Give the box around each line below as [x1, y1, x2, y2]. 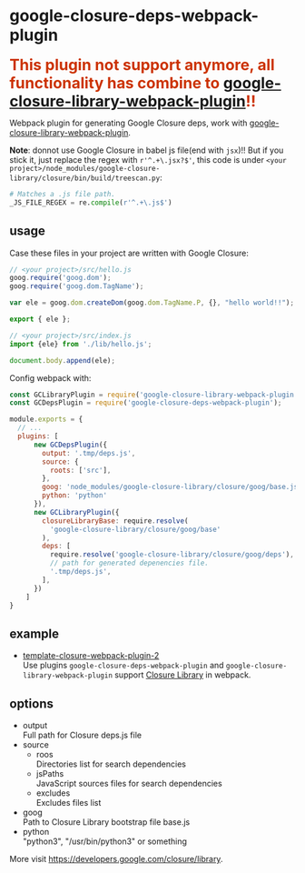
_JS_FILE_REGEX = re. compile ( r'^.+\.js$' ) [9, 197, 172, 207]
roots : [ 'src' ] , [49, 466, 112, 475]
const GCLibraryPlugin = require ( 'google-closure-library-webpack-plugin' [9, 390, 299, 399]
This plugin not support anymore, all [9, 55, 275, 74]
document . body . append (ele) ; [9, 356, 116, 365]
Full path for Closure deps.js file [22, 729, 143, 740]
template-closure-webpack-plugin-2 [22, 650, 160, 661]
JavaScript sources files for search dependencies [35, 778, 222, 788]
